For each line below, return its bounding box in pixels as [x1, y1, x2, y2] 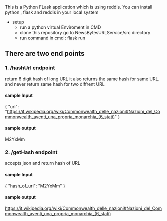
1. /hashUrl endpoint [5, 64, 55, 71]
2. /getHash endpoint [5, 149, 58, 156]
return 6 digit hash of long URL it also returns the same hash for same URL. [5, 76, 160, 82]
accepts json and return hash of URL [5, 160, 81, 166]
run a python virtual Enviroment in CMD [19, 24, 101, 30]
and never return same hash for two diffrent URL [5, 81, 105, 87]
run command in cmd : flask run [19, 35, 86, 41]
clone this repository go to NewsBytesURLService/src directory [19, 30, 151, 35]
